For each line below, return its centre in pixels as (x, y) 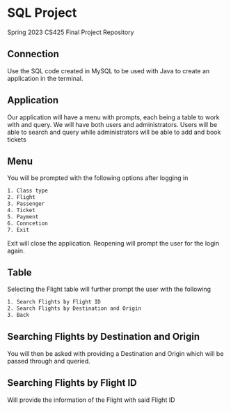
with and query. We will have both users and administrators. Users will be (112, 124)
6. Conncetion (28, 223)
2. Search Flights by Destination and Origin (74, 308)
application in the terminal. (45, 78)
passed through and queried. (49, 361)
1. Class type (28, 191)
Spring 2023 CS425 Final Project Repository (71, 32)
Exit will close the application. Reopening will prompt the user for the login (113, 243)
